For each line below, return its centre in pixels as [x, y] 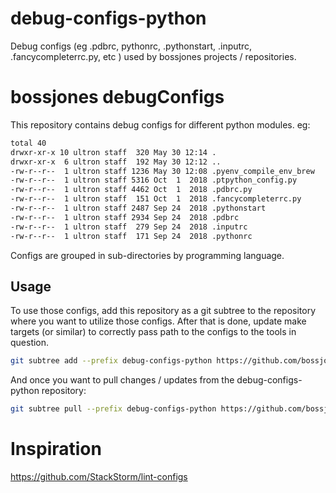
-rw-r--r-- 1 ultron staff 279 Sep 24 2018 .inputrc [129, 227]
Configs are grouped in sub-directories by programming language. [147, 255]
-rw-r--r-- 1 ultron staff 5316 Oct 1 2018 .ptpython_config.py [154, 180]
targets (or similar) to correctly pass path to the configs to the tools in [153, 332]
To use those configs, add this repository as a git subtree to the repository [163, 311]
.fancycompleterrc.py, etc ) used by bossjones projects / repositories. [153, 56]
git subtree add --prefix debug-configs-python [111, 361]
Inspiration [56, 449]
